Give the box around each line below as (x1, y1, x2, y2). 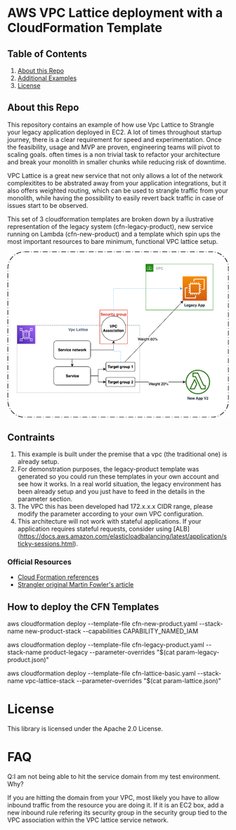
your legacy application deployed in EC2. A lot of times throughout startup (7, 128, 222, 136)
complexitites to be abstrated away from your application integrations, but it (7, 179, 227, 187)
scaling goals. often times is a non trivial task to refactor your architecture (7, 150, 221, 159)
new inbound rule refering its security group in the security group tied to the (7, 808, 228, 817)
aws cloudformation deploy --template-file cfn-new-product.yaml (7, 620, 198, 628)
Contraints (7, 431, 55, 443)
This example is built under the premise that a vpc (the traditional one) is (17, 450, 228, 458)
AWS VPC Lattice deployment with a (7, 5, 223, 21)
